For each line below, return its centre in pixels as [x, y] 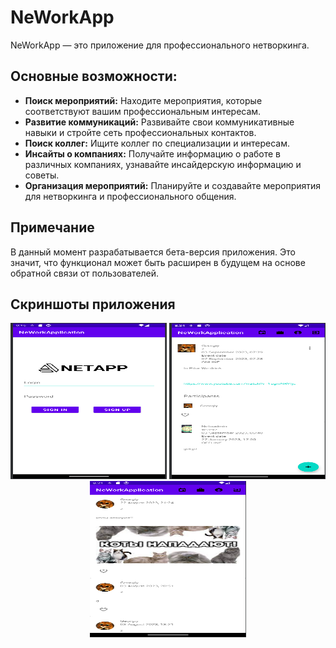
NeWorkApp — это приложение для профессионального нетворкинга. [160, 45]
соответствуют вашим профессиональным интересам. [143, 111]
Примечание [52, 227]
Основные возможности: [94, 76]
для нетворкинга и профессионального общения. [130, 196]
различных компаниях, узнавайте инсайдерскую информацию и [163, 164]
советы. [42, 175]
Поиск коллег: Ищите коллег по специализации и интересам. [157, 143]
